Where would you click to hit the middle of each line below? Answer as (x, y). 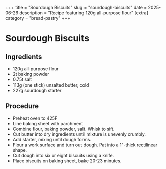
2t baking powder (31, 74)
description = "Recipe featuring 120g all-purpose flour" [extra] (84, 13)
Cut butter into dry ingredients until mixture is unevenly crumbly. (79, 134)
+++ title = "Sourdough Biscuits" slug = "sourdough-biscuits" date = (76, 7)
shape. (20, 150)
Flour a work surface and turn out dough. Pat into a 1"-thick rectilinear (85, 145)
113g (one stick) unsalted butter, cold (51, 85)
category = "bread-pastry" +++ (38, 18)
